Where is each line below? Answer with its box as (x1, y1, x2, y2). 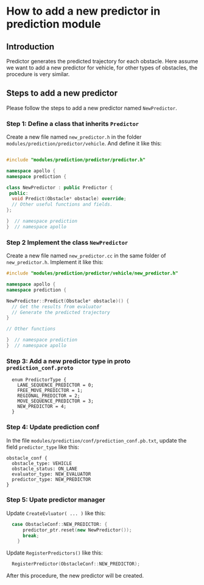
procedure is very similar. (6, 71, 70, 77)
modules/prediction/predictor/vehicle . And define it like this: (6, 140, 162, 147)
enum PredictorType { (12, 377, 67, 383)
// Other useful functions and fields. (12, 201, 113, 208)
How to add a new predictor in (6, 4, 161, 18)
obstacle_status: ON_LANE (12, 466, 78, 472)
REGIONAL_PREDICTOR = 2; (17, 393, 80, 399)
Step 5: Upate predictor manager (6, 496, 105, 504)
